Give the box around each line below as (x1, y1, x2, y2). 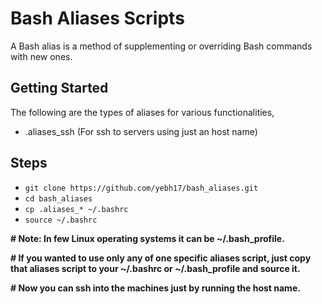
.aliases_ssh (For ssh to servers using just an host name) (24, 125, 258, 137)
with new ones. (10, 50, 73, 62)
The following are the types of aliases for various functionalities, (10, 106, 275, 118)
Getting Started (10, 80, 109, 97)
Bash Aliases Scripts (10, 7, 185, 30)
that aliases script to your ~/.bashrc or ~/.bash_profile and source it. (10, 262, 301, 274)
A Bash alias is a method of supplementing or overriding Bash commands (10, 40, 313, 52)
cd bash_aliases (24, 193, 93, 204)
